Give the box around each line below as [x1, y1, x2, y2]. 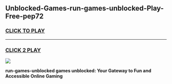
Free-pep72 [5, 12, 44, 21]
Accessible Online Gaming [5, 73, 63, 79]
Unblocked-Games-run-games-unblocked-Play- [5, 4, 164, 13]
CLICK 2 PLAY [5, 46, 41, 53]
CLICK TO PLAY [5, 27, 45, 35]
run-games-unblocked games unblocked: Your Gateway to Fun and [5, 67, 152, 73]
